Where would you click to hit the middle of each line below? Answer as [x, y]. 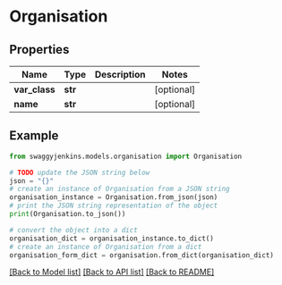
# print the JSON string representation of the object [114, 206]
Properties [39, 50]
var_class [34, 89]
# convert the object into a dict [74, 230]
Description [120, 75]
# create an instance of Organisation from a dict [106, 247]
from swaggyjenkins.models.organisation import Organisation [126, 156]
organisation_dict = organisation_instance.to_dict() [112, 239]
